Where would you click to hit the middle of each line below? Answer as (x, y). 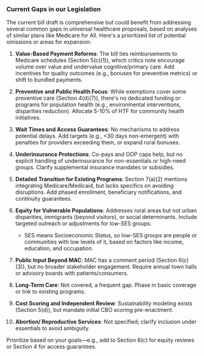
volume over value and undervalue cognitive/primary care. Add (95, 67)
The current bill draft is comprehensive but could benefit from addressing (99, 23)
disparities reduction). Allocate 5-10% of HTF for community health (100, 111)
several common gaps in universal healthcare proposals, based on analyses (102, 29)
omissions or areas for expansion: (49, 42)
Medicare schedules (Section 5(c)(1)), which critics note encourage (100, 61)
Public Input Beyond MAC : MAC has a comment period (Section (96, 260)
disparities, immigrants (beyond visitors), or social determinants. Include (106, 217)
